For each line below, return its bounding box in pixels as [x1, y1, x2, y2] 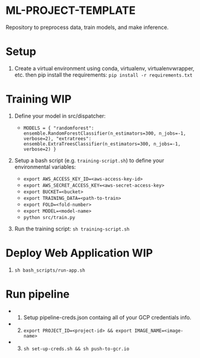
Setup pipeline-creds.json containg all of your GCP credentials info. [23, 313, 192, 321]
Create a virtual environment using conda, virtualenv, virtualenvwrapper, [14, 65, 195, 72]
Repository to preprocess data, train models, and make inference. [5, 24, 169, 31]
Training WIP [5, 92, 72, 106]
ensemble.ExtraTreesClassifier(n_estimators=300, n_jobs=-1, [23, 141, 181, 147]
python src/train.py [23, 214, 76, 220]
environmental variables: [14, 163, 76, 170]
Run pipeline [5, 287, 70, 301]
